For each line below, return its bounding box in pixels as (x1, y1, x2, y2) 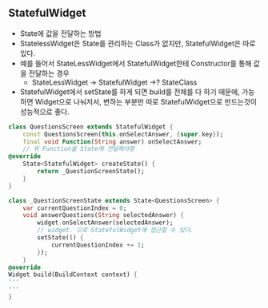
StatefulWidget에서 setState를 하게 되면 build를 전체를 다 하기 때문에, (19, 87, 240, 97)
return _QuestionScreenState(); (37, 168, 146, 176)
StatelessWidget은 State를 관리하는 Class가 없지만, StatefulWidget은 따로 (19, 38, 256, 48)
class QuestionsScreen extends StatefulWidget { (8, 123, 174, 131)
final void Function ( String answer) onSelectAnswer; (22, 137, 202, 146)
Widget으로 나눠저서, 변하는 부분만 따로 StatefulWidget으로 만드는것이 (34, 97, 258, 106)
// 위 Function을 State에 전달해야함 (22, 145, 135, 153)
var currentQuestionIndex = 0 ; (22, 203, 127, 212)
